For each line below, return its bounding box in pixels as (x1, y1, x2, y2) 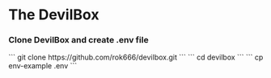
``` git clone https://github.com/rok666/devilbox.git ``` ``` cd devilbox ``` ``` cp (8, 52, 264, 62)
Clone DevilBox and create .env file (8, 35, 149, 46)
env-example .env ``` (8, 61, 78, 71)
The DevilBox (8, 6, 100, 24)
